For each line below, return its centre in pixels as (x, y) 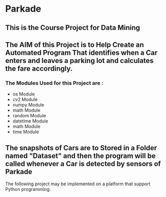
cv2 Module (25, 100)
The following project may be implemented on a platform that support (78, 184)
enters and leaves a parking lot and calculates (79, 61)
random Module (29, 116)
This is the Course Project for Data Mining (73, 28)
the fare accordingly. (39, 68)
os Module (24, 94)
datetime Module (30, 121)
